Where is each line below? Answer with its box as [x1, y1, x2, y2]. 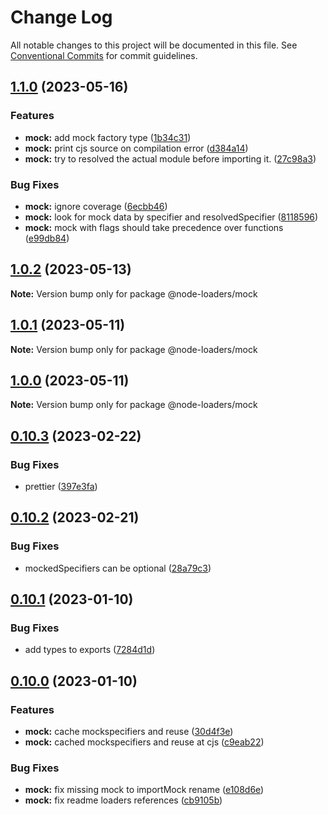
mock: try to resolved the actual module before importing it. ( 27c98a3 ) [24, 152, 317, 165]
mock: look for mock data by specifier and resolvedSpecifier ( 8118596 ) [24, 211, 319, 223]
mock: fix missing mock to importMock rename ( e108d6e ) [24, 784, 265, 796]
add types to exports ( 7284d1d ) [24, 644, 156, 656]
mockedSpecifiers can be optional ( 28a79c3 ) [24, 562, 212, 574]
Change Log [10, 6, 113, 29]
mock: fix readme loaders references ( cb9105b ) [24, 794, 223, 806]
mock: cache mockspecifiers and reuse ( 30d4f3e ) [24, 726, 234, 738]
